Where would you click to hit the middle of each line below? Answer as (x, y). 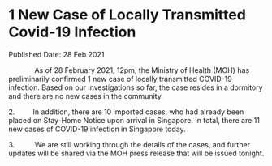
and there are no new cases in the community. (86, 96)
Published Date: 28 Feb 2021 (56, 54)
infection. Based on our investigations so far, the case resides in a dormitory (136, 87)
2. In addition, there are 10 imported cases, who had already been (126, 112)
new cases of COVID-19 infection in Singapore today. (97, 129)
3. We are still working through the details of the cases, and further (129, 144)
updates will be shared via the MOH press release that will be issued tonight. (136, 153)
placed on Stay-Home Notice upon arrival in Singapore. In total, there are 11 (134, 120)
